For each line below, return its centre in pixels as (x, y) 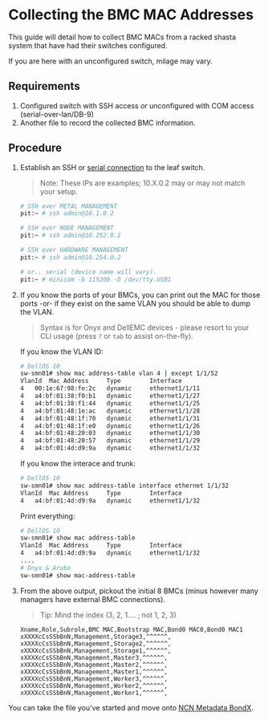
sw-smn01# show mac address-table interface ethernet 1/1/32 (124, 486)
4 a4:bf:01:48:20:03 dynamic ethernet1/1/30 (110, 433)
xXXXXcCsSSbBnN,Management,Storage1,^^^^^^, (95, 651)
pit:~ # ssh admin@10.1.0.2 (67, 214)
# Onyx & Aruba (45, 567)
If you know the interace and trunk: (78, 464)
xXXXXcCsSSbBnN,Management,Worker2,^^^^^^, (94, 685)
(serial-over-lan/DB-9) (57, 114)
